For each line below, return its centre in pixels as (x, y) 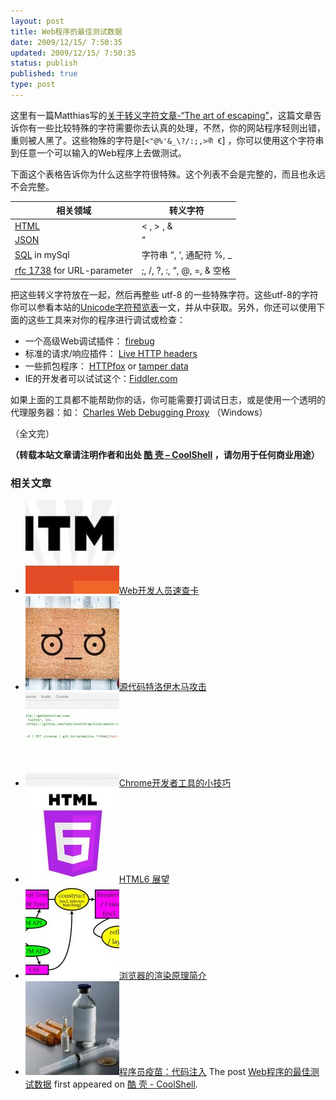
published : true (44, 74)
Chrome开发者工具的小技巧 (175, 783)
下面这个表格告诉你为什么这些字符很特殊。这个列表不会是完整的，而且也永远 (168, 174)
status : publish (44, 63)
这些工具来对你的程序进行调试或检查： (106, 319)
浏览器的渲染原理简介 (162, 976)
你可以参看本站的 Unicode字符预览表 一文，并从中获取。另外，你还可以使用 (163, 307)
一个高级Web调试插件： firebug (89, 341)
